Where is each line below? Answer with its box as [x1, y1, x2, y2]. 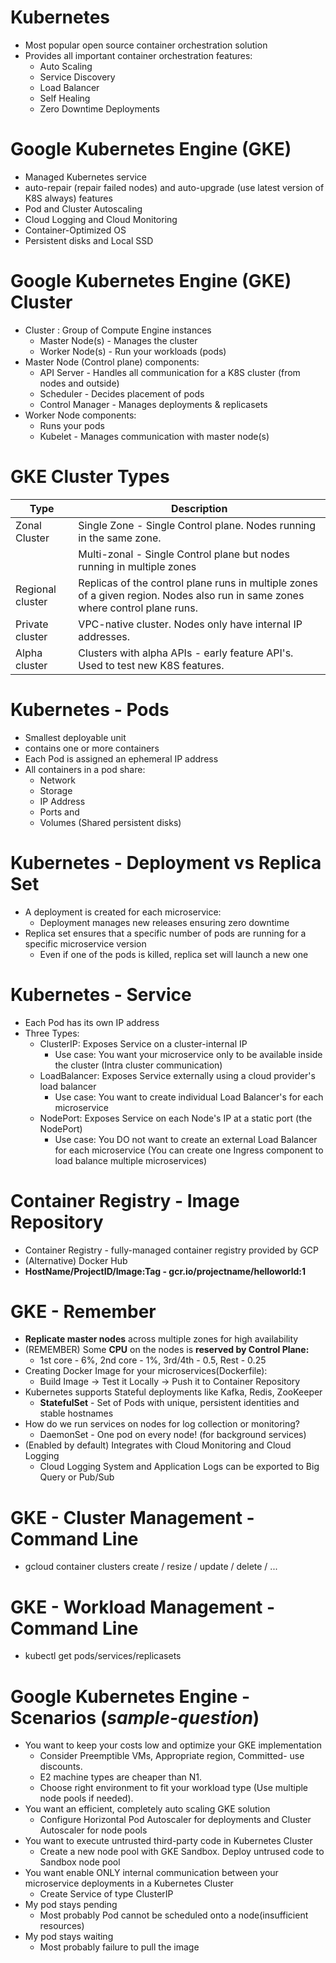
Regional [15, 582, 57, 596]
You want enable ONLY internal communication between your [24, 1867, 279, 1879]
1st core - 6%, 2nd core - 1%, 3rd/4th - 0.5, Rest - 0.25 [39, 1354, 267, 1366]
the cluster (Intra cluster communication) [54, 1059, 223, 1071]
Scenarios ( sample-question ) [10, 1706, 260, 1729]
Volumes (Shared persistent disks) [39, 816, 182, 828]
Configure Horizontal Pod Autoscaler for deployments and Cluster [39, 1814, 312, 1826]
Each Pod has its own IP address [24, 1016, 160, 1028]
